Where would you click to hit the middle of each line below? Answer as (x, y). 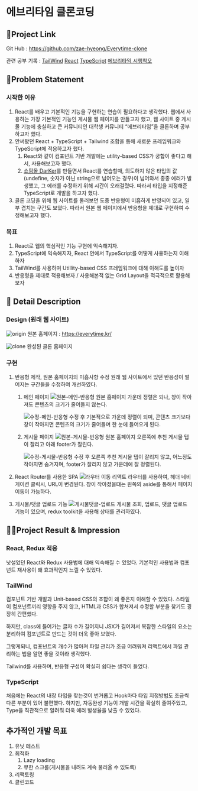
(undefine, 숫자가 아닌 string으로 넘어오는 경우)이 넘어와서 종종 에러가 (105, 178)
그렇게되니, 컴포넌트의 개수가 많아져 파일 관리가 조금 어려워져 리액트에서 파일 (95, 646)
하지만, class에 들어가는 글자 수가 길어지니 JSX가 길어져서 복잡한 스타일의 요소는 (99, 626)
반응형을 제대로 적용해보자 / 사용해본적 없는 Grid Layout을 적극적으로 (94, 275)
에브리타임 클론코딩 (50, 12)
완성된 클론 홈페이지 (50, 346)
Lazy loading (39, 760)
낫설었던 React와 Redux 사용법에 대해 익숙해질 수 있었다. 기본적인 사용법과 (92, 562)
